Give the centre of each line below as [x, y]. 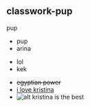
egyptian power [38, 82]
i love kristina [35, 89]
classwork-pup [40, 11]
